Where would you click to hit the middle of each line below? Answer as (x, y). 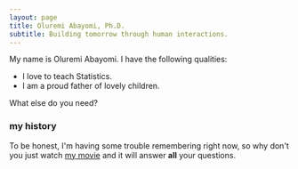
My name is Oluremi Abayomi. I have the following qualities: (118, 60)
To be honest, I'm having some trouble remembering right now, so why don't (149, 145)
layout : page (33, 17)
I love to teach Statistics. (67, 76)
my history (33, 126)
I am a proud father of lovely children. (91, 86)
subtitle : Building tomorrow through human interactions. (119, 34)
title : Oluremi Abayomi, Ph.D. (67, 26)
